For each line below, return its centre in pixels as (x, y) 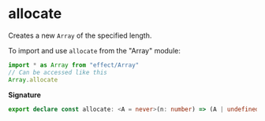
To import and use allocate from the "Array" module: (95, 50)
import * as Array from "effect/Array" (74, 65)
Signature (25, 94)
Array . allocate (33, 79)
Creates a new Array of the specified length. (80, 35)
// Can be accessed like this (58, 72)
